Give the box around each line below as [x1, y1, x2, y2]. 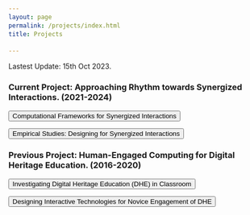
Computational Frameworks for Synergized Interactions [12, 111, 177, 120]
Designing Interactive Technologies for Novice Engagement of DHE [12, 197, 212, 205]
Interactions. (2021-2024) [8, 92, 113, 103]
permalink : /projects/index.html [8, 21, 121, 30]
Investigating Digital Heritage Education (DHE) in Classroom [12, 180, 192, 188]
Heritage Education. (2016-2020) [8, 159, 142, 171]
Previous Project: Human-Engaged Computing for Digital [8, 150, 235, 161]
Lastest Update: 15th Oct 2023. [8, 61, 111, 72]
